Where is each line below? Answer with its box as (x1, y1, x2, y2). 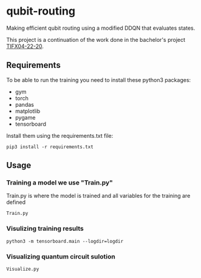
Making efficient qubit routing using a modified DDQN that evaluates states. (6, 24, 196, 32)
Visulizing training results (6, 225, 84, 233)
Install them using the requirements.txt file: (6, 132, 114, 139)
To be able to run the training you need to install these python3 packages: (6, 76, 191, 83)
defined (6, 198, 26, 206)
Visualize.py (6, 266, 39, 273)
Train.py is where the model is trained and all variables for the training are (6, 192, 191, 200)
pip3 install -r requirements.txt (6, 144, 94, 150)
